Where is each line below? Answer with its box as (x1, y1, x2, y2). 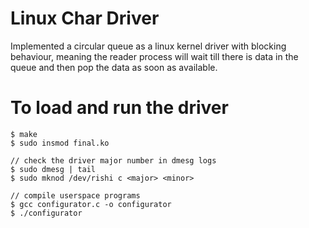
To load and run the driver (10, 97, 229, 119)
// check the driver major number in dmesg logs (10, 155, 217, 166)
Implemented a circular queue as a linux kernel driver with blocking (10, 40, 287, 52)
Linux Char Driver (10, 7, 160, 30)
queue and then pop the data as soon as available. (10, 61, 218, 73)
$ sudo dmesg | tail (10, 164, 97, 174)
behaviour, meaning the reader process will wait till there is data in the (10, 50, 299, 62)
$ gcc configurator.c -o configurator (10, 199, 172, 209)
